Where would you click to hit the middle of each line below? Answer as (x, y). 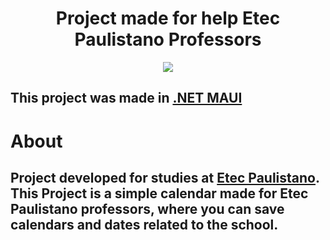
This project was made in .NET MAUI (126, 98)
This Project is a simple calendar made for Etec (159, 193)
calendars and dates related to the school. (144, 224)
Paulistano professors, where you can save (147, 208)
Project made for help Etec (168, 18)
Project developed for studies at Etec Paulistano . (165, 177)
